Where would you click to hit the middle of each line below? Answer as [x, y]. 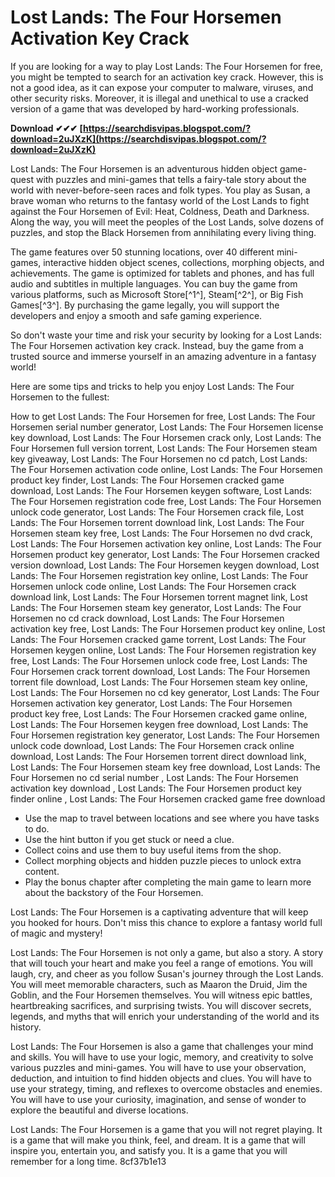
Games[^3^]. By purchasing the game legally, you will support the [145, 305]
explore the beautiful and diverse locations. [99, 1110]
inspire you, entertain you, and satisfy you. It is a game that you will [149, 1150]
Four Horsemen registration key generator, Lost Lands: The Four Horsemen [165, 735]
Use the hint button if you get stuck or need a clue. [129, 839]
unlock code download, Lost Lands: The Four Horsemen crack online [152, 745]
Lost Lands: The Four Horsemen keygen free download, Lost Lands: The [159, 724]
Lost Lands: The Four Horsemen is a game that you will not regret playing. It [166, 1129]
